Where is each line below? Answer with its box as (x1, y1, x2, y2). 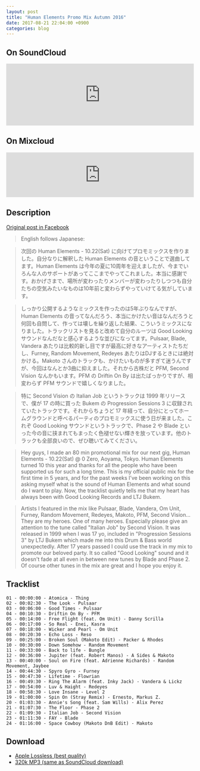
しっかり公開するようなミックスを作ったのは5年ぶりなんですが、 (20, 305, 180, 312)
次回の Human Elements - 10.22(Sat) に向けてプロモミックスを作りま (20, 247, 189, 254)
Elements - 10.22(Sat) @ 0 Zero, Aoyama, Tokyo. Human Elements (20, 455, 183, 462)
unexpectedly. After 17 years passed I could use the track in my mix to (20, 542, 193, 550)
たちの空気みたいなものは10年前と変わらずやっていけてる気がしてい (20, 285, 187, 292)
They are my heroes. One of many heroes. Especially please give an (20, 517, 187, 525)
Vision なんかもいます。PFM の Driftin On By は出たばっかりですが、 (20, 372, 188, 379)
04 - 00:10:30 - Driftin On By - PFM (6, 610, 100, 616)
